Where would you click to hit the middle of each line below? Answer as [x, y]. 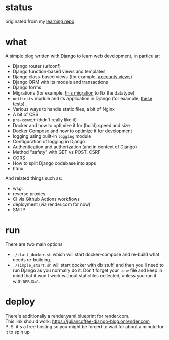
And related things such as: [34, 178]
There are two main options [34, 244]
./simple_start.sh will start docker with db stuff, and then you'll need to [88, 265]
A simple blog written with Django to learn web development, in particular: [83, 56]
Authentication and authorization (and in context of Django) [75, 147]
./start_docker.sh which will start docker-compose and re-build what [86, 254]
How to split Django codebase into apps [54, 163]
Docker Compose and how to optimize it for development [72, 131]
